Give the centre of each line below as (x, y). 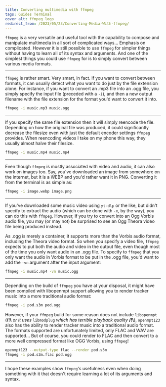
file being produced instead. (34, 226)
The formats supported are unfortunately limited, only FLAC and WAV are (80, 330)
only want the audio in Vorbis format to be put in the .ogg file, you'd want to (82, 257)
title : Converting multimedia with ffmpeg (49, 10)
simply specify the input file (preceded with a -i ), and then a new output (79, 94)
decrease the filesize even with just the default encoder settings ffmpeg (78, 133)
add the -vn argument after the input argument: (53, 262)
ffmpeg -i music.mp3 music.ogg (37, 108)
